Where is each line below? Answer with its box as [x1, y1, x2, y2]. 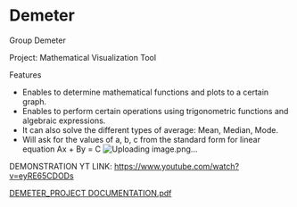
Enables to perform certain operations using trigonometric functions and [21, 105, 289, 116]
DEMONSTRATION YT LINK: [9, 161, 113, 171]
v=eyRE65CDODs [9, 170, 74, 181]
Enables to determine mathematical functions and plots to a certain [21, 87, 269, 97]
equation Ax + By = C [21, 144, 102, 154]
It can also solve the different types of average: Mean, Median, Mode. [21, 124, 279, 135]
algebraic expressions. [21, 115, 106, 126]
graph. [21, 95, 47, 107]
